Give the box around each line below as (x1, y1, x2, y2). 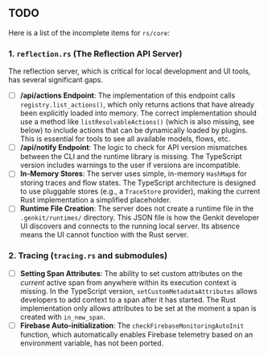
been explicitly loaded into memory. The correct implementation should (19, 108, 258, 118)
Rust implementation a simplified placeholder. (19, 195, 171, 205)
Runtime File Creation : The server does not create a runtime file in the (19, 203, 254, 213)
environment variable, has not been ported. (19, 338, 164, 348)
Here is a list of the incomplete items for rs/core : (8, 27, 171, 37)
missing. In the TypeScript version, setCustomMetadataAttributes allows (19, 286, 258, 295)
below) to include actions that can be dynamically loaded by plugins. (19, 125, 248, 136)
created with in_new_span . (19, 312, 106, 321)
